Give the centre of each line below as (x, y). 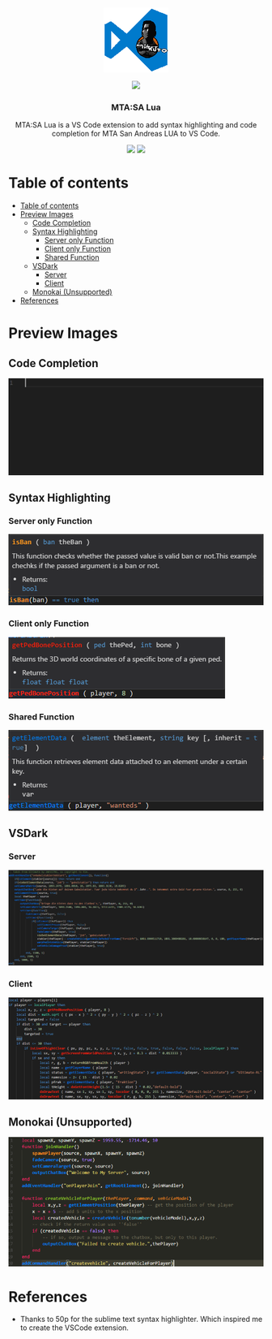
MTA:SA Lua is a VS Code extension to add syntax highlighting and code (136, 125)
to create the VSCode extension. (74, 1328)
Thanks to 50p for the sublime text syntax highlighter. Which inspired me (141, 1320)
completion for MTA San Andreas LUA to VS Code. (136, 134)
